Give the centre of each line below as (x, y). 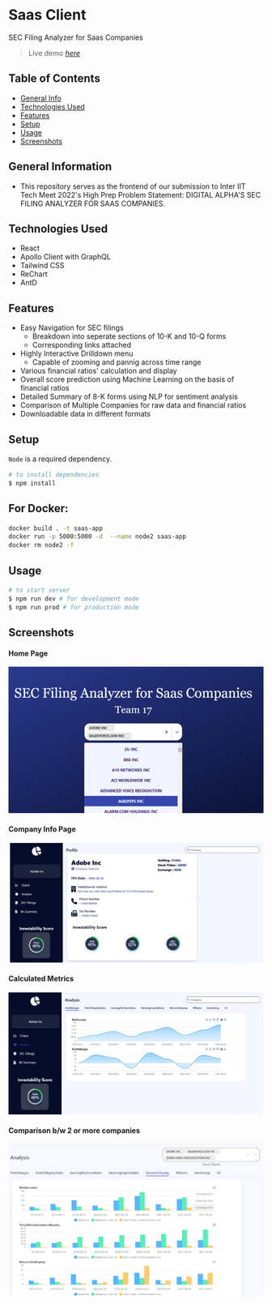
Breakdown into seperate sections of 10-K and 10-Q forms (129, 336)
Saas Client (47, 15)
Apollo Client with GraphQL (66, 257)
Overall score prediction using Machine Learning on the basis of (127, 379)
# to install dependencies (54, 475)
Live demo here (54, 53)
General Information (60, 167)
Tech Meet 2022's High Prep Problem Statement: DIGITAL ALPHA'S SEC (140, 195)
